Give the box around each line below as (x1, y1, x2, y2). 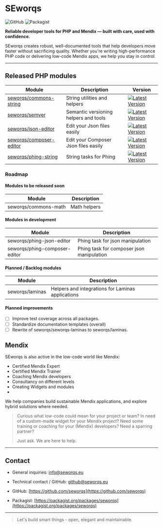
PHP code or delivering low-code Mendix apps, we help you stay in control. (5, 53, 156, 59)
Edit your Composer (66, 136, 112, 143)
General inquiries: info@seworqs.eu (12, 469, 84, 476)
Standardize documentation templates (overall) (12, 321, 106, 327)
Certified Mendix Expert (12, 363, 60, 369)
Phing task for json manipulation (77, 237, 151, 244)
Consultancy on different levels (12, 379, 75, 385)
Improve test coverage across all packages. (12, 316, 99, 322)
